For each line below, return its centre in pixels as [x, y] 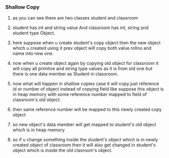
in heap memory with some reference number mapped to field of [79, 95]
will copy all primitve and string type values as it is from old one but [82, 68]
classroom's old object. [37, 100]
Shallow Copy [22, 7]
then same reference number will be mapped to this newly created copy [87, 110]
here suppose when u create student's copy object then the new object [87, 43]
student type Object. [34, 33]
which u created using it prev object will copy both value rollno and [82, 48]
